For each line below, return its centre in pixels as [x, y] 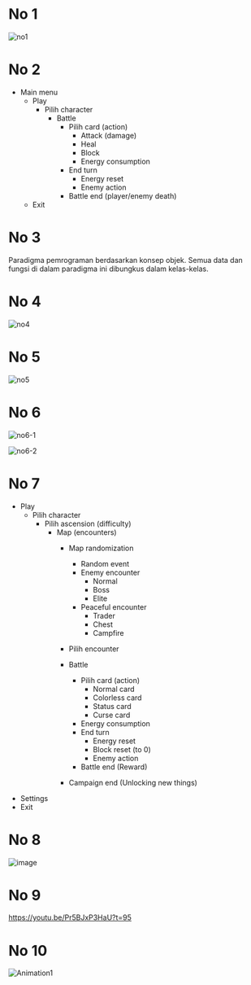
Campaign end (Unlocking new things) [133, 782]
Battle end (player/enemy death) [123, 195]
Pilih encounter [94, 649]
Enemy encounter [110, 572]
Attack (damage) [109, 135]
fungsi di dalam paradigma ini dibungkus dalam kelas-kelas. [108, 269]
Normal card [114, 689]
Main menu [39, 92]
